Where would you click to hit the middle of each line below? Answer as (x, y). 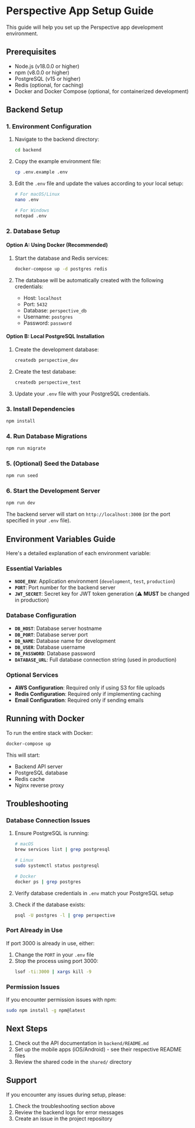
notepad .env (31, 216)
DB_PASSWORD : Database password (55, 653)
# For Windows (32, 210)
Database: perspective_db (55, 310)
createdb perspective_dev (46, 360)
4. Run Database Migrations (47, 436)
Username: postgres (48, 316)
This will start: (23, 755)
